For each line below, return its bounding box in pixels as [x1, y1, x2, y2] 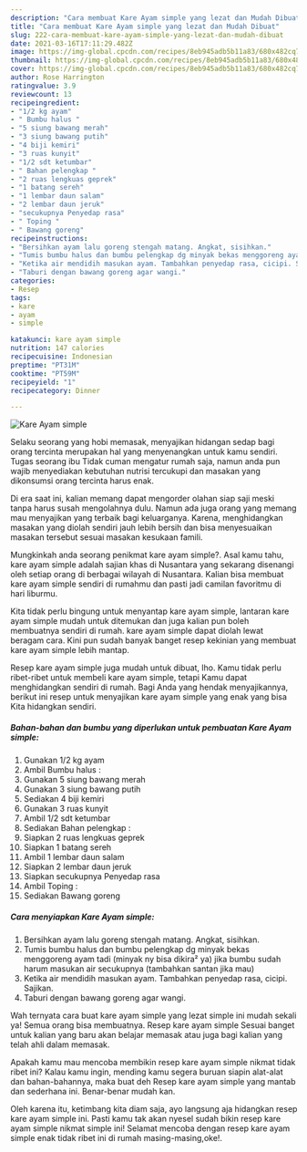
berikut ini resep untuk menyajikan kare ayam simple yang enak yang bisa [10, 691, 288, 702]
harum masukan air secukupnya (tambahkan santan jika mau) [23, 963, 255, 974]
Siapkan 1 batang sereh [23, 842, 112, 853]
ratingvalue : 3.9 [10, 81, 77, 90]
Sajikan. [23, 982, 54, 994]
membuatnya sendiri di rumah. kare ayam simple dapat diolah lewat [10, 626, 263, 637]
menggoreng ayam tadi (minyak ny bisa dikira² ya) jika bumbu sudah [23, 954, 281, 965]
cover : [10, 65, 36, 74]
